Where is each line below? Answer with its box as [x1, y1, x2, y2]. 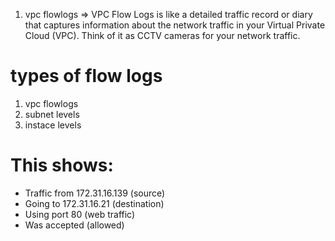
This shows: [10, 154, 114, 177]
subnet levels [24, 108, 80, 120]
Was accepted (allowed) [24, 219, 125, 231]
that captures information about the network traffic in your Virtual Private [24, 19, 326, 31]
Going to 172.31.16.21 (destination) [24, 197, 165, 209]
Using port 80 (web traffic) [24, 208, 136, 220]
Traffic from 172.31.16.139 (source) [24, 187, 166, 199]
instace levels [24, 119, 82, 131]
